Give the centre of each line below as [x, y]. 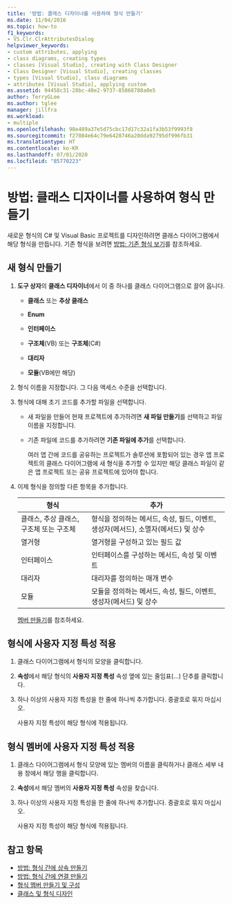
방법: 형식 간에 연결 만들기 [52, 876]
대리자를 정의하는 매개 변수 [132, 578]
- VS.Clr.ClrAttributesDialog [51, 39]
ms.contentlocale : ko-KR [43, 148]
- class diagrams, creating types [57, 59]
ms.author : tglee [32, 104]
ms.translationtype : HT [41, 142]
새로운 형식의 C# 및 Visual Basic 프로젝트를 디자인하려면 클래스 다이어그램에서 [113, 235]
